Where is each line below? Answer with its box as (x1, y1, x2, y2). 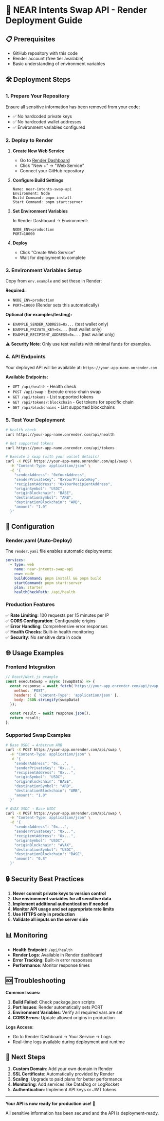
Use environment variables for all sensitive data (12, 895, 111, 901)
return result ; (10, 716, 41, 721)
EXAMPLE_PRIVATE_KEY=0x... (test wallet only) (12, 327, 102, 332)
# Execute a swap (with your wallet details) (5, 454, 99, 459)
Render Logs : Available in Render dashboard (12, 952, 103, 958)
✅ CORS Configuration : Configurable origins (5, 618, 96, 624)
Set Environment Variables (12, 208, 68, 214)
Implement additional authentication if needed (12, 901, 109, 907)
